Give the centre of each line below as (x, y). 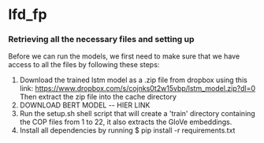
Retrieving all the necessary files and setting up (101, 40)
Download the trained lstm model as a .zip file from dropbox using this (134, 80)
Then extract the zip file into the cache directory (98, 97)
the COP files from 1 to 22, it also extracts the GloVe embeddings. (126, 122)
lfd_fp (28, 15)
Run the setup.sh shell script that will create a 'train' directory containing (138, 114)
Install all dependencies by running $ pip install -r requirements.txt (127, 130)
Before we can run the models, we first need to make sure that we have (124, 56)
